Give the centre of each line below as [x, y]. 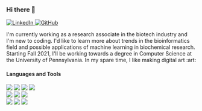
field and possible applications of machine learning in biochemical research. [101, 47]
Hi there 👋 [21, 10]
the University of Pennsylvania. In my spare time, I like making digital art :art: [101, 60]
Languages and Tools [34, 74]
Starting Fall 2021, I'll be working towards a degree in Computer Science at [99, 54]
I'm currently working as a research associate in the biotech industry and [97, 34]
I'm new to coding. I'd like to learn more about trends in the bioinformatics [98, 41]
